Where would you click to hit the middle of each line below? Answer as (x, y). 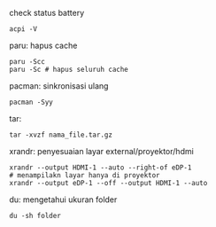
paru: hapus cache (43, 45)
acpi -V (23, 29)
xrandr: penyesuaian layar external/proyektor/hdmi (102, 151)
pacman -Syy (31, 102)
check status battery (47, 13)
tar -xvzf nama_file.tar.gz (61, 135)
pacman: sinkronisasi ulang (59, 86)
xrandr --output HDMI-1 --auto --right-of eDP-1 (100, 168)
